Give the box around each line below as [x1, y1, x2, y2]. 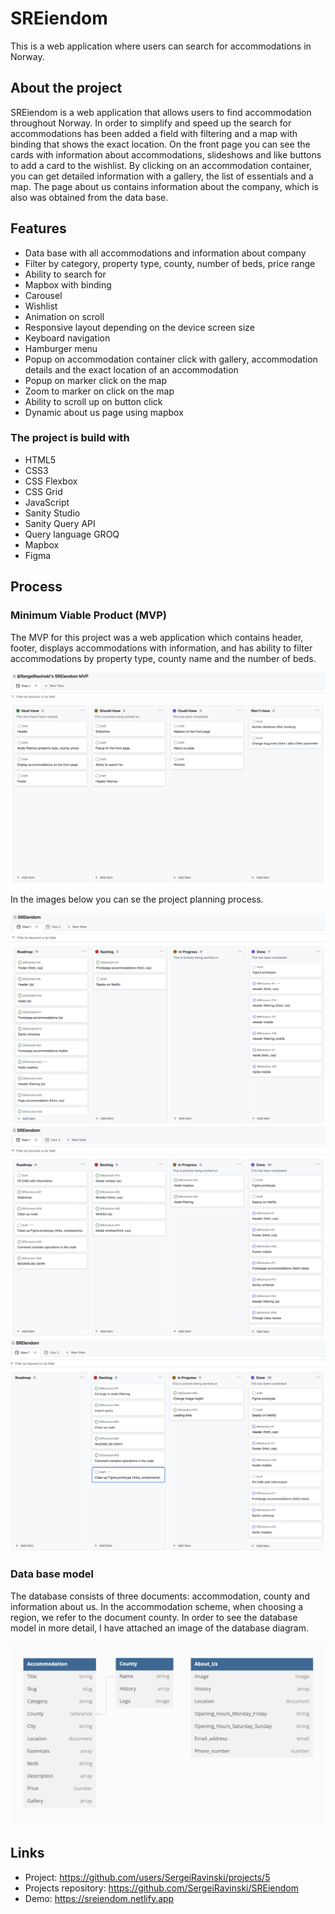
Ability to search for [24, 268, 107, 280]
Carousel [24, 289, 63, 301]
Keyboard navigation [24, 332, 111, 344]
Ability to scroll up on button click [24, 395, 163, 407]
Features [10, 220, 67, 237]
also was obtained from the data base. [10, 191, 169, 203]
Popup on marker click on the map [24, 374, 168, 386]
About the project [10, 80, 123, 97]
